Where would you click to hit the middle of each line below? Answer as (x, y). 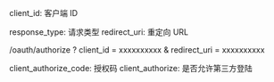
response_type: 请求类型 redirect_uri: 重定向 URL (99, 32)
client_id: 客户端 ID (44, 13)
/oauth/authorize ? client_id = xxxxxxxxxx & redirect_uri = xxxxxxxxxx (137, 50)
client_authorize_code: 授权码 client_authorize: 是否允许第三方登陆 (131, 68)
